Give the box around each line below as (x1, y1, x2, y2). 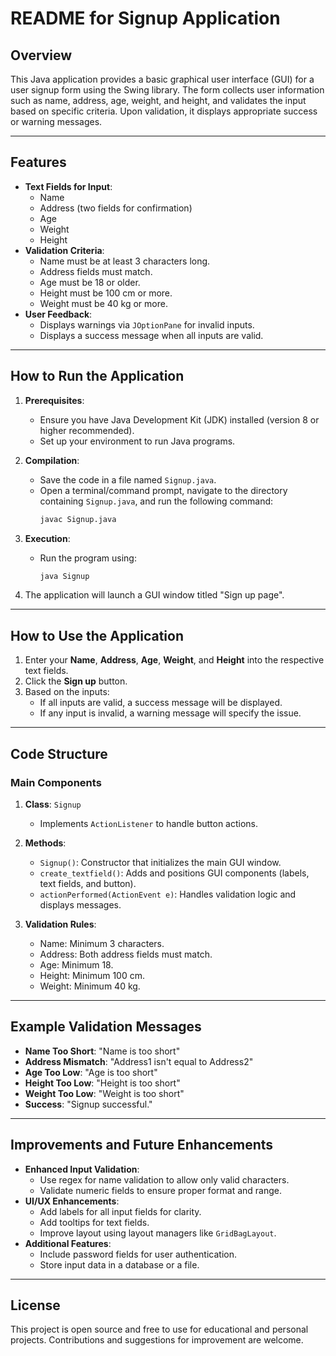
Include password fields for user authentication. (39, 1248, 237, 1260)
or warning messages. (10, 116, 103, 127)
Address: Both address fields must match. (39, 948, 213, 960)
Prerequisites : (24, 394, 85, 406)
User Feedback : (24, 308, 93, 320)
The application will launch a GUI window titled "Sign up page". (24, 589, 285, 601)
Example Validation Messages (10, 1018, 202, 1036)
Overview (10, 47, 73, 64)
